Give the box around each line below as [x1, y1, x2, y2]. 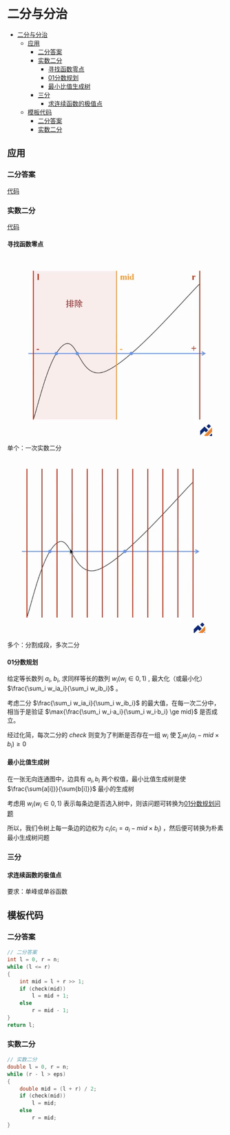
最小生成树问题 [7, 834, 50, 842]
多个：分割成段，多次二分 [7, 641, 80, 649]
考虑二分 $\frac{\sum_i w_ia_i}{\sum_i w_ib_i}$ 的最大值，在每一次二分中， [7, 699, 220, 707]
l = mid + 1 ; [32, 992, 70, 1000]
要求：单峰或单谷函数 [7, 887, 67, 896]
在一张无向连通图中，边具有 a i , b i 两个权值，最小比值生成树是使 [7, 774, 187, 785]
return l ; [7, 1021, 36, 1028]
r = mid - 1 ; [32, 1007, 70, 1014]
